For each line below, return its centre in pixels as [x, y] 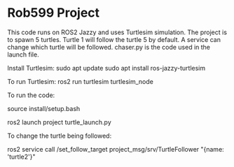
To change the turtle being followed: [60, 136]
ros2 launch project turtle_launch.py [60, 122]
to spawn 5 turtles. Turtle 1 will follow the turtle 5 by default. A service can [114, 39]
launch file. [23, 55]
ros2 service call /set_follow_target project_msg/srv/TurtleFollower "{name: [116, 149]
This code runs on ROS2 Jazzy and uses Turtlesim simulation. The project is [117, 32]
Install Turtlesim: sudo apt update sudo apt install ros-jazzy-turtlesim [106, 68]
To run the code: [31, 95]
